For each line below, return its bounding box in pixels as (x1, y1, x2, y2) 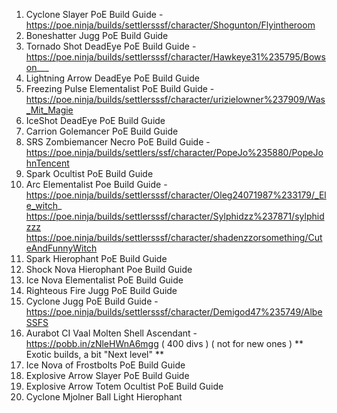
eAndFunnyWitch (25, 242, 98, 254)
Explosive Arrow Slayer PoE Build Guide (25, 370, 190, 381)
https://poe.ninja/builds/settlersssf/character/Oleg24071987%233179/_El (25, 189, 327, 201)
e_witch (25, 200, 58, 211)
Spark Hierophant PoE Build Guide (25, 253, 168, 264)
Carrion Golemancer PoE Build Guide (25, 125, 179, 137)
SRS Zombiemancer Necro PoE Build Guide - (25, 136, 211, 148)
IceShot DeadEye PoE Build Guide (25, 115, 166, 126)
